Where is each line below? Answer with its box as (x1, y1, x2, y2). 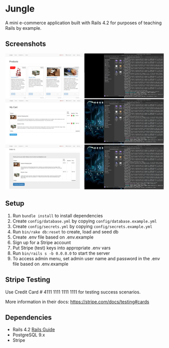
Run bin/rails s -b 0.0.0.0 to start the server (12, 250, 110, 256)
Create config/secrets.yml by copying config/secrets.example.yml (12, 223, 152, 229)
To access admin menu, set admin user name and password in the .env (12, 255, 160, 261)
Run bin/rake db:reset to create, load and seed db (12, 228, 119, 235)
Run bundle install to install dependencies (12, 212, 103, 218)
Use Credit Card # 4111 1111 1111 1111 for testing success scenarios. (5, 288, 141, 295)
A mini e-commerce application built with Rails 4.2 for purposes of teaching (5, 20, 162, 26)
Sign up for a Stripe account (12, 239, 71, 245)
